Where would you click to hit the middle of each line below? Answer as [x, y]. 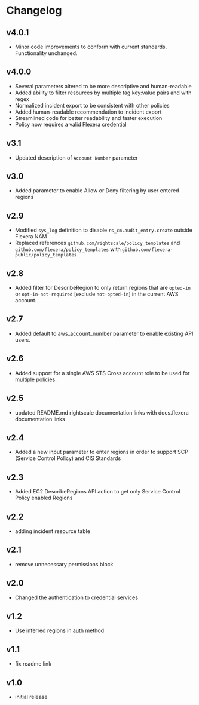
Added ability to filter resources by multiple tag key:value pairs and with [103, 93]
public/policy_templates [46, 255]
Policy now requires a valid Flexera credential [71, 124]
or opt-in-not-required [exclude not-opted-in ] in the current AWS [97, 294]
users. [23, 340]
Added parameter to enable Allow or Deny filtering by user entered [97, 191]
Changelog [34, 10]
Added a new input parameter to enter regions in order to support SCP [101, 452]
